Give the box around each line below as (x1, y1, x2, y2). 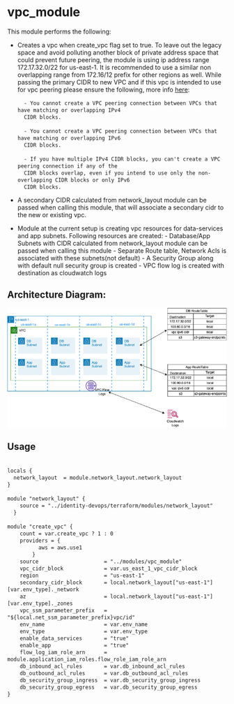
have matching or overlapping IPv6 (17, 134, 121, 142)
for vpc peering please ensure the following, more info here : (17, 85, 190, 94)
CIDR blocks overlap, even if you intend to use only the (24, 169, 196, 177)
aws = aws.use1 (38, 544, 82, 551)
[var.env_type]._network (7, 586, 79, 593)
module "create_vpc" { (7, 523, 73, 530)
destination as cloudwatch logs (17, 268, 107, 277)
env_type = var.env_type (19, 628, 148, 635)
